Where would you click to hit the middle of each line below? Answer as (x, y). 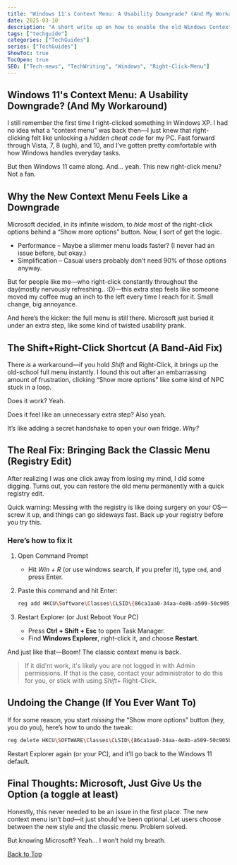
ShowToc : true (28, 54)
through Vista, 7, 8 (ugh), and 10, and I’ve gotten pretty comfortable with (112, 145)
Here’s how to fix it (40, 540)
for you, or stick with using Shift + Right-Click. (91, 681)
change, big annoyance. (42, 304)
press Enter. (45, 577)
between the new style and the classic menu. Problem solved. (97, 826)
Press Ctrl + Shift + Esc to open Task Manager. (97, 631)
